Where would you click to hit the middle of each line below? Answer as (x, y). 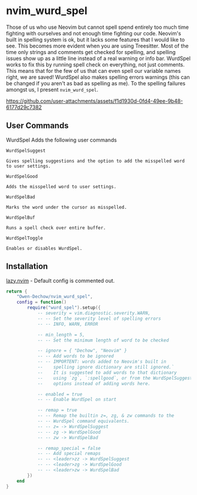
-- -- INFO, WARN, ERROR (68, 324)
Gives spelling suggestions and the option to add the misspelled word (95, 161)
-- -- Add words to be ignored (76, 356)
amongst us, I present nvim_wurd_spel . (52, 89)
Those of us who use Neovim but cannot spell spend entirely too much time (98, 27)
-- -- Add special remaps (69, 454)
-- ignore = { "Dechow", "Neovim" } (82, 351)
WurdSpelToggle (25, 238)
